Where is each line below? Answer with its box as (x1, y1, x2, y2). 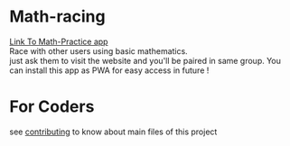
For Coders (9, 96, 95, 117)
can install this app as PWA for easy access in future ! (9, 65, 210, 76)
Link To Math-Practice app (9, 36, 108, 47)
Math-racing (9, 6, 106, 27)
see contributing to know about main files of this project (9, 126, 218, 137)
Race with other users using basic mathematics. (9, 45, 188, 56)
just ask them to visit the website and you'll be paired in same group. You (9, 55, 282, 66)
